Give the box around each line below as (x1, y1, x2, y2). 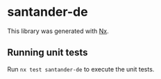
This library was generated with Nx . (7, 27, 109, 35)
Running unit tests (7, 47, 88, 58)
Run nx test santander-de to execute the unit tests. (7, 65, 155, 73)
